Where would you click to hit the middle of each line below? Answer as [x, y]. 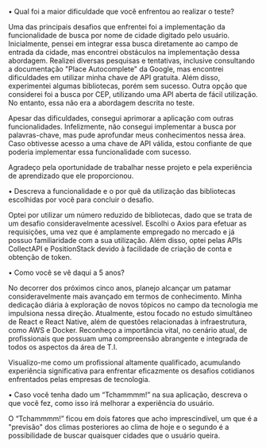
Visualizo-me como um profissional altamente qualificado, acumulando [124, 362]
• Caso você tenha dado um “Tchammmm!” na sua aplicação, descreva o [128, 395]
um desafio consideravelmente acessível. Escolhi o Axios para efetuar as [128, 223]
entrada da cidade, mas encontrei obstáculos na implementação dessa [124, 52]
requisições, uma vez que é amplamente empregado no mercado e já [121, 232]
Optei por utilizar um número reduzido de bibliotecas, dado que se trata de [130, 215]
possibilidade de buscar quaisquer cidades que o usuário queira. [114, 435]
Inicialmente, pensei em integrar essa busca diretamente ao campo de [123, 44]
